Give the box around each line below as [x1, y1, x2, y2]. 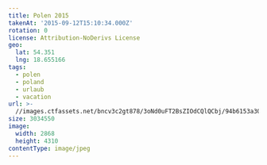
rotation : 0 [8, 26, 48, 34]
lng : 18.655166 [15, 56, 66, 64]
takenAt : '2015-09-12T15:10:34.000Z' [8, 19, 133, 27]
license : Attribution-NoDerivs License [8, 33, 141, 42]
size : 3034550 [8, 115, 56, 123]
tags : [8, 63, 26, 71]
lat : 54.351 [15, 48, 56, 56]
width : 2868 [15, 129, 56, 137]
